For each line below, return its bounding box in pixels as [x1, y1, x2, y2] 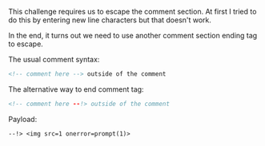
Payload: [8, 114, 38, 124]
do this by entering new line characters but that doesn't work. [8, 15, 212, 25]
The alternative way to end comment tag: [8, 84, 144, 94]
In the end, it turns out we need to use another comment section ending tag [8, 31, 258, 40]
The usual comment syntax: [8, 55, 100, 64]
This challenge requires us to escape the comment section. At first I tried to [8, 7, 257, 16]
